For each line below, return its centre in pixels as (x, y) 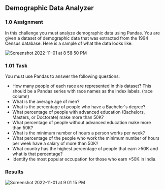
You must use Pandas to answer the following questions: (63, 76)
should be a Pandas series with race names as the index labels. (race (82, 91)
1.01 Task (16, 65)
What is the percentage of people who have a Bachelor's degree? (79, 107)
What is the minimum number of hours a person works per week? (79, 133)
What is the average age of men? (46, 101)
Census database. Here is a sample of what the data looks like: (69, 43)
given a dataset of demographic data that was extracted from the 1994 (77, 38)
